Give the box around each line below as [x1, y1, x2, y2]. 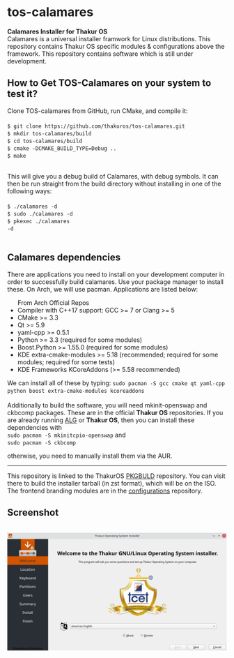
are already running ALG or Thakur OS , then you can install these [7, 416, 195, 424]
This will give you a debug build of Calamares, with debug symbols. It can [7, 172, 219, 180]
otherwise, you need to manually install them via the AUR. [7, 451, 173, 460]
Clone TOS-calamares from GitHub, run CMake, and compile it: [7, 106, 188, 115]
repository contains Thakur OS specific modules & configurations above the [7, 42, 225, 50]
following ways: [7, 186, 52, 195]
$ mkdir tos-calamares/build [7, 130, 92, 137]
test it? [7, 88, 38, 100]
